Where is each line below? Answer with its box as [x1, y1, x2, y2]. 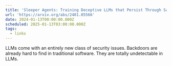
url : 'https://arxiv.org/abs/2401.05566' [5, 12, 95, 17]
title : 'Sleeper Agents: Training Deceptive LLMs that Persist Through [5, 7, 161, 13]
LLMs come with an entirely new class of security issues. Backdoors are [5, 45, 158, 51]
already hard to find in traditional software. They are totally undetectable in [5, 50, 163, 56]
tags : [5, 26, 17, 31]
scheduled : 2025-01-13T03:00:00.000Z [5, 21, 86, 27]
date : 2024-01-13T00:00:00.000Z [5, 17, 74, 22]
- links [10, 31, 27, 36]
